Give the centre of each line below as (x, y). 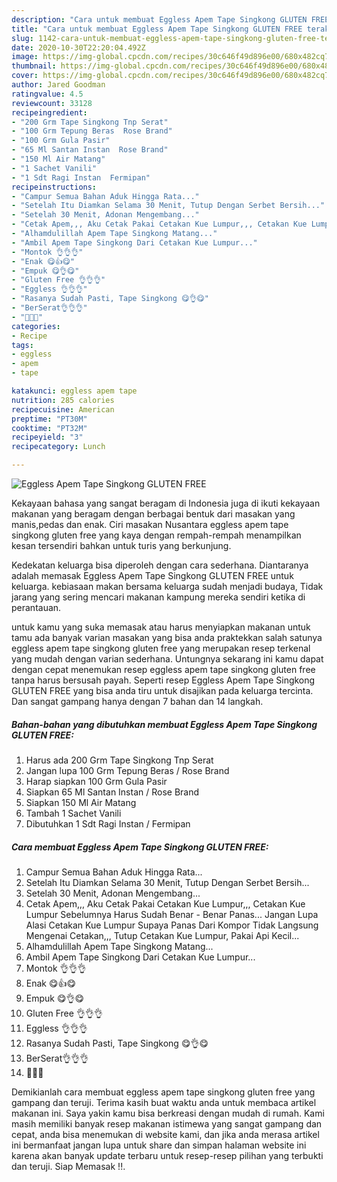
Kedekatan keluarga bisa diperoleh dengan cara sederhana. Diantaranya (160, 565)
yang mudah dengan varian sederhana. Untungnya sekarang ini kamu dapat (167, 659)
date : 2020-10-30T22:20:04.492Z (78, 47)
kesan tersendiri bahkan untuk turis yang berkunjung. (121, 545)
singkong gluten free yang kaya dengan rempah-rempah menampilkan (156, 535)
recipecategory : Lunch (58, 447)
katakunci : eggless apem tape (74, 391)
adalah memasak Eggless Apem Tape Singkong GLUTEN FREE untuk (152, 575)
